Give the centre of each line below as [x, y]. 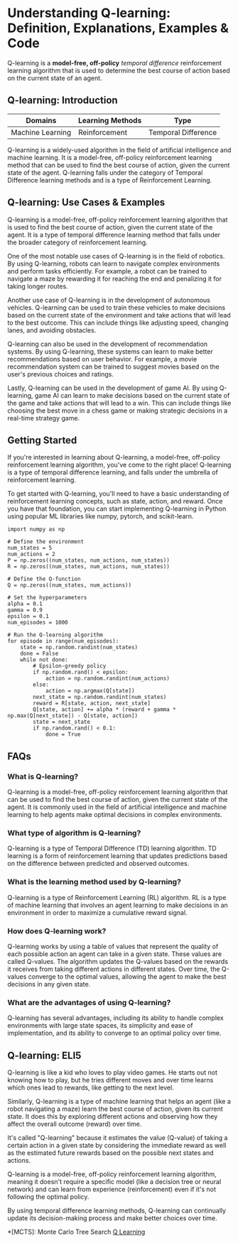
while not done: [44, 660]
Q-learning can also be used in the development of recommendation [108, 344]
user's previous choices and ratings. [60, 374]
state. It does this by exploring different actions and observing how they [113, 1117]
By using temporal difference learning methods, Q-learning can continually [117, 1211]
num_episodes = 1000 [38, 623]
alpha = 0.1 [25, 604]
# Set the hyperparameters [47, 598]
